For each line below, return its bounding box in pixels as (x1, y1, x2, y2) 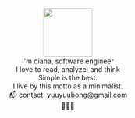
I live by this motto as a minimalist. (12, 81, 123, 91)
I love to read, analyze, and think (16, 65, 120, 73)
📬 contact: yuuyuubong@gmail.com (8, 90, 128, 99)
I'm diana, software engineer (21, 56, 115, 66)
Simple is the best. (37, 73, 98, 82)
